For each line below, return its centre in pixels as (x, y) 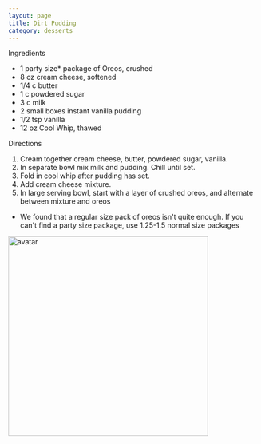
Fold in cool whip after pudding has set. (85, 176)
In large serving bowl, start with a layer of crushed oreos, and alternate (136, 193)
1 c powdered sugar (52, 94)
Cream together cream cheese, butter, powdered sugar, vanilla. (124, 159)
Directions (25, 144)
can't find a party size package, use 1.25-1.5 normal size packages (129, 225)
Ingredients (27, 54)
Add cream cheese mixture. (65, 184)
